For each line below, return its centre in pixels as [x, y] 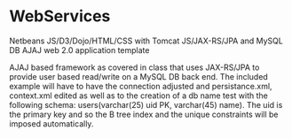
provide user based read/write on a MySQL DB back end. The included [138, 76]
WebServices [60, 16]
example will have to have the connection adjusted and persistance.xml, [141, 86]
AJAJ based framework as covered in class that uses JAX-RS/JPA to [134, 67]
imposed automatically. [51, 123]
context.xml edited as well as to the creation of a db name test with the [138, 96]
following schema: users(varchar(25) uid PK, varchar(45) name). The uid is [146, 104]
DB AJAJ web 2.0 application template [79, 50]
